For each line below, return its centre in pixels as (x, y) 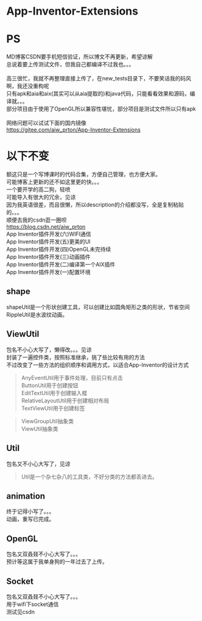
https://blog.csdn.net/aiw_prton (46, 227)
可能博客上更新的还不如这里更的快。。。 (54, 182)
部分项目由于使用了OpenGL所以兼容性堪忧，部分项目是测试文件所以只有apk (101, 109)
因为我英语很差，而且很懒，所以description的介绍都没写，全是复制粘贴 (95, 205)
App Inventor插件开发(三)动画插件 (48, 257)
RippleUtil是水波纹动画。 (37, 314)
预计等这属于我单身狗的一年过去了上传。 (57, 562)
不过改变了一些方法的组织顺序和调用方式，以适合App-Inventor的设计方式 (98, 365)
